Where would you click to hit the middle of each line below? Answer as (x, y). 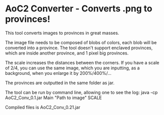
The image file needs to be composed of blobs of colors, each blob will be (81, 42)
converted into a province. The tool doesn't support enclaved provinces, (79, 48)
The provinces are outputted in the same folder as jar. (60, 83)
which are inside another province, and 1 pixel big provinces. (67, 53)
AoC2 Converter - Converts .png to (79, 9)
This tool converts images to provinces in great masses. (62, 33)
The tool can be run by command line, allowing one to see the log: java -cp (82, 92)
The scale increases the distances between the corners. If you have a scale (82, 62)
